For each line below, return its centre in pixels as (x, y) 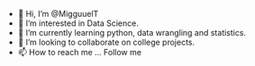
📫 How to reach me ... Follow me (80, 52)
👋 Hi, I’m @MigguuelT (58, 14)
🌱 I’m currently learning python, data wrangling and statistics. (132, 33)
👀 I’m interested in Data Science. (78, 23)
